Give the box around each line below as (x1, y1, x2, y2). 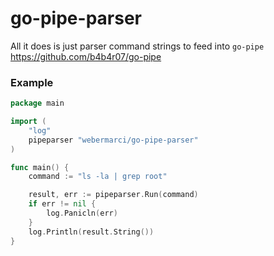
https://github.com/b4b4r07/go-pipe (10, 50, 162, 62)
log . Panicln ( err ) (46, 208, 118, 219)
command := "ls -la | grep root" (28, 172, 168, 182)
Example (10, 75, 54, 89)
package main (10, 98, 65, 109)
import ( (10, 117, 47, 127)
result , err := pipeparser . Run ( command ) (28, 190, 199, 200)
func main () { (10, 162, 70, 172)
